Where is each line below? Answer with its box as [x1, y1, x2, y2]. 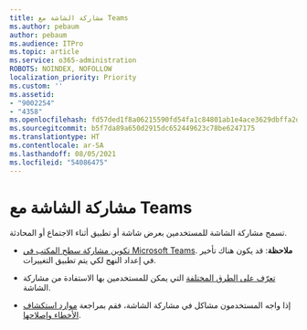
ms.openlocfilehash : [9, 115, 89, 124]
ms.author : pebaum [9, 22, 79, 31]
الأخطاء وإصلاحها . [22, 310, 81, 321]
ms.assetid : [9, 90, 55, 99]
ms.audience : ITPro [9, 38, 84, 48]
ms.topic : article [9, 48, 79, 57]
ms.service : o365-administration [9, 56, 137, 65]
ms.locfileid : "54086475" [9, 157, 108, 167]
